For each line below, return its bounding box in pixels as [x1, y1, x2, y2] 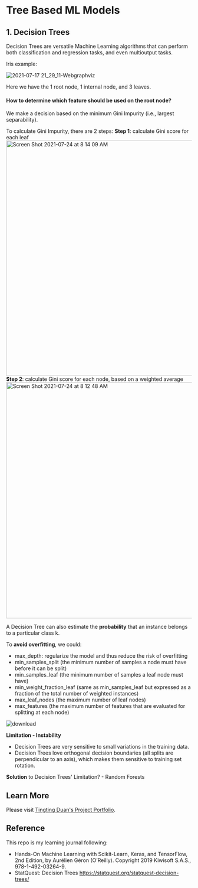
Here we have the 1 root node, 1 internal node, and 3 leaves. [6, 83, 151, 90]
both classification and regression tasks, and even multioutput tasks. [6, 49, 173, 56]
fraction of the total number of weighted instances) [14, 690, 139, 697]
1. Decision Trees [6, 27, 70, 37]
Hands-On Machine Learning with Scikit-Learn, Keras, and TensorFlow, [14, 850, 187, 857]
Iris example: [6, 60, 37, 67]
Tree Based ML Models [6, 4, 120, 17]
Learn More [6, 791, 49, 801]
